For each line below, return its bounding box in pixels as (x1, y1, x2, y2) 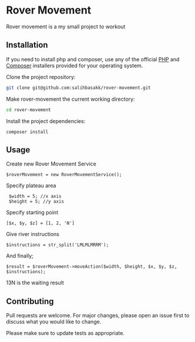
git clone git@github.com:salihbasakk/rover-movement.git (6, 85, 151, 91)
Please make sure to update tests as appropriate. (6, 330, 125, 337)
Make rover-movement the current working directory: (6, 95, 135, 102)
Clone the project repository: (6, 73, 76, 80)
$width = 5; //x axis (8, 194, 62, 200)
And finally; (6, 253, 34, 260)
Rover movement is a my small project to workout (6, 23, 126, 30)
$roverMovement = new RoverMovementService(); (6, 172, 122, 178)
